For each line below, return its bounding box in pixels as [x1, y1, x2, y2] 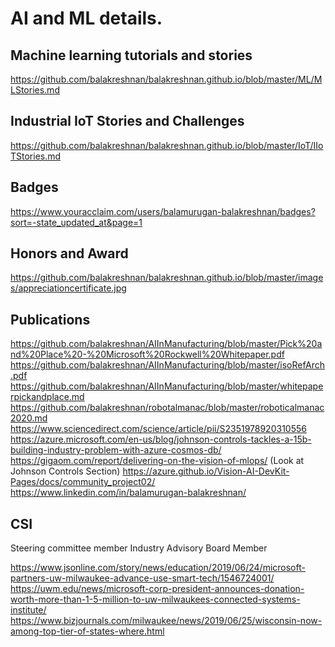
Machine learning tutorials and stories [10, 47, 253, 64]
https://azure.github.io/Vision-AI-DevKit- [122, 465, 290, 477]
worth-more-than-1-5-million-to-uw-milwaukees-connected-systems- [10, 593, 301, 606]
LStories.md [10, 84, 60, 96]
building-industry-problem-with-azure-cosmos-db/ [10, 444, 222, 456]
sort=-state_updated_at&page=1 [10, 216, 143, 228]
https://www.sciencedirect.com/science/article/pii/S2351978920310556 [10, 423, 307, 435]
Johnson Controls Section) [10, 465, 121, 477]
